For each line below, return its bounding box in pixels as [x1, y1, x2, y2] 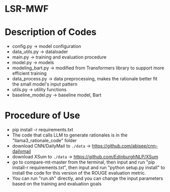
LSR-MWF [5, 3, 49, 15]
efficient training [12, 70, 47, 76]
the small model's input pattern [12, 81, 77, 87]
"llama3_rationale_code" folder [12, 138, 77, 144]
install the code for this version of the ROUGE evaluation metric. [12, 170, 146, 176]
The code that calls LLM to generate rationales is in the [12, 132, 128, 138]
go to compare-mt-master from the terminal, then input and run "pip [12, 159, 155, 166]
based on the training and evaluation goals [12, 181, 102, 187]
